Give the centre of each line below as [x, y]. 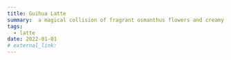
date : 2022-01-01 [32, 39]
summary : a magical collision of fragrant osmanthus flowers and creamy [116, 20]
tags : [15, 26]
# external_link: [32, 46]
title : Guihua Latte [37, 13]
